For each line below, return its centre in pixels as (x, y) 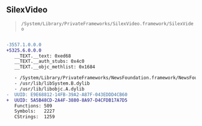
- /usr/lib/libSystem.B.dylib (52, 83)
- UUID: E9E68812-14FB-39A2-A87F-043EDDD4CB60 (67, 94)
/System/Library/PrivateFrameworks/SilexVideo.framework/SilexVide (107, 23)
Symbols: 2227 (35, 111)
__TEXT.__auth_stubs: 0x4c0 (49, 61)
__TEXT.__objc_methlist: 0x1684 (55, 67)
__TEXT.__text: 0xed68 (42, 56)
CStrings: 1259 (35, 117)
